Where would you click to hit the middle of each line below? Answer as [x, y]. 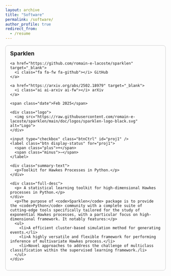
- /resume [20, 34]
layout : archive [22, 10]
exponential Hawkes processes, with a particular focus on [74, 214]
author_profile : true [28, 24]
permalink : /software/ [29, 19]
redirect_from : [21, 29]
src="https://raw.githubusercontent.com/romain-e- [81, 117]
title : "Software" [25, 15]
